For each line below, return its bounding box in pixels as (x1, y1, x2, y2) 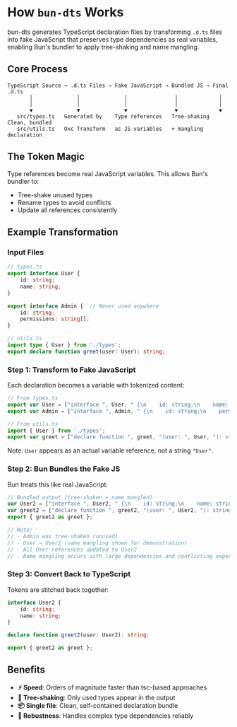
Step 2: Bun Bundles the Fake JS (7, 464, 121, 474)
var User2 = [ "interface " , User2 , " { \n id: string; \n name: (7, 500, 213, 508)
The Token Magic (7, 151, 85, 163)
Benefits (7, 664, 46, 676)
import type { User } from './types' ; (7, 342, 121, 349)
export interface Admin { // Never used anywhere (7, 302, 159, 310)
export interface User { (7, 270, 80, 277)
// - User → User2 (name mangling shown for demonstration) (7, 539, 188, 547)
